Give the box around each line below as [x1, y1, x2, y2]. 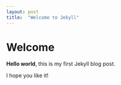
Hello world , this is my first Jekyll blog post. [6, 60, 116, 68]
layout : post [6, 8, 39, 15]
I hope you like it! [6, 72, 49, 79]
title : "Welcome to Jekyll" [6, 14, 79, 20]
